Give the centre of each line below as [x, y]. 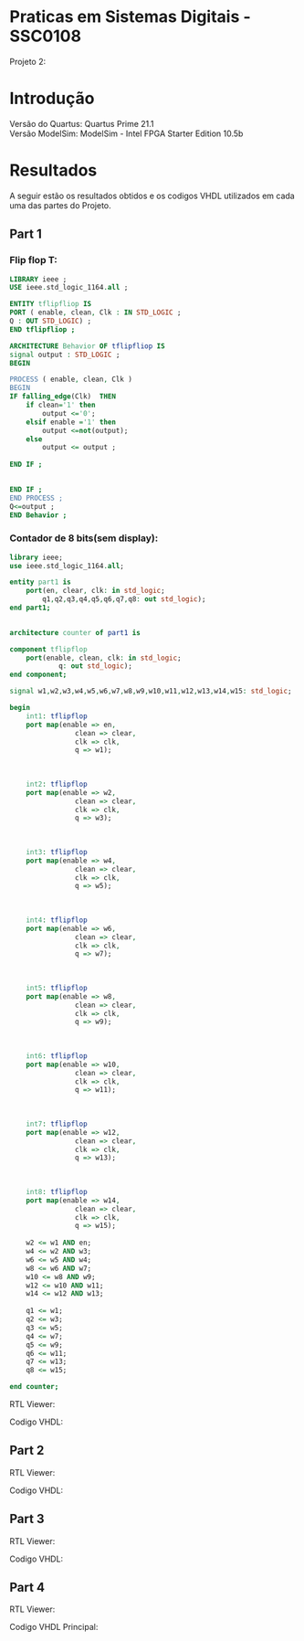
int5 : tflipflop [57, 988]
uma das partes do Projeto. [60, 205]
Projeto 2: [28, 61]
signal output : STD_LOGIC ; [65, 355]
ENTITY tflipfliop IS [51, 304]
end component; [38, 675]
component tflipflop [49, 649]
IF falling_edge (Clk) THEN [63, 397]
